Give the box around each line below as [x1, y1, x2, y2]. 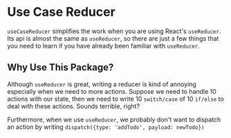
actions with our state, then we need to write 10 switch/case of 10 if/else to [7, 95, 225, 103]
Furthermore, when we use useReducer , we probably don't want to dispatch [7, 115, 221, 124]
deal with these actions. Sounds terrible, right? [7, 101, 140, 110]
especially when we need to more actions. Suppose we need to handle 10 [7, 87, 216, 95]
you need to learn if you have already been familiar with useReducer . [7, 41, 201, 50]
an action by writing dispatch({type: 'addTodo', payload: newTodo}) [7, 122, 205, 131]
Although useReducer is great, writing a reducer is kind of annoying [7, 80, 197, 88]
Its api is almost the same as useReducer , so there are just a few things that [7, 34, 219, 42]
